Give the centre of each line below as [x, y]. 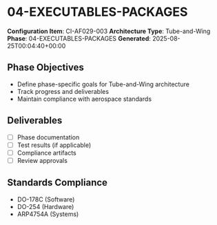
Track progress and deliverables [63, 91]
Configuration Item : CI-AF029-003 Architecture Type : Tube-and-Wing [109, 31]
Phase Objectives [45, 67]
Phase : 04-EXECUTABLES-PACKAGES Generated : [79, 38]
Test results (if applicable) [54, 145]
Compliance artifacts [47, 153]
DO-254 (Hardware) [45, 206]
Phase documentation [48, 137]
